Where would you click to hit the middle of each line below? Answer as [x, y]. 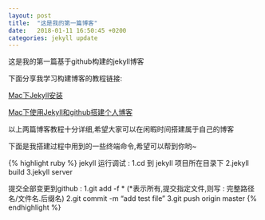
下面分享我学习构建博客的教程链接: [65, 79]
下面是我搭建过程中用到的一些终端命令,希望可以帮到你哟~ [103, 146]
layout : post [30, 16]
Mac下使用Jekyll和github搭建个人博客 [71, 112]
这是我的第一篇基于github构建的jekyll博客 [76, 61]
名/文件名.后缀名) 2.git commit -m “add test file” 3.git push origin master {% [132, 198]
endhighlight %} [35, 207]
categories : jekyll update [53, 38]
